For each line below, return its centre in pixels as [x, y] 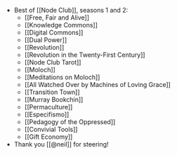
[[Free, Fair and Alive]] [57, 18]
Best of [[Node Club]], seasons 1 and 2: [71, 10]
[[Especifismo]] [47, 114]
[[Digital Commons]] [54, 32]
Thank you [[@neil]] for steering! [61, 144]
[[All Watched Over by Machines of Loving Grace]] [97, 85]
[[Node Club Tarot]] [53, 62]
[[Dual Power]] [46, 40]
